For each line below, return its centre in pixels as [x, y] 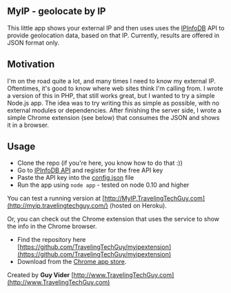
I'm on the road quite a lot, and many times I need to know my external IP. [111, 81]
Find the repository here [51, 240]
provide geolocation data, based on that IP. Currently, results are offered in [113, 35]
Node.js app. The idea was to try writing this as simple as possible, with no [113, 103]
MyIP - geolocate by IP [57, 11]
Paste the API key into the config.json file [76, 178]
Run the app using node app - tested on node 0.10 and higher [103, 185]
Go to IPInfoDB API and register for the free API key [90, 170]
